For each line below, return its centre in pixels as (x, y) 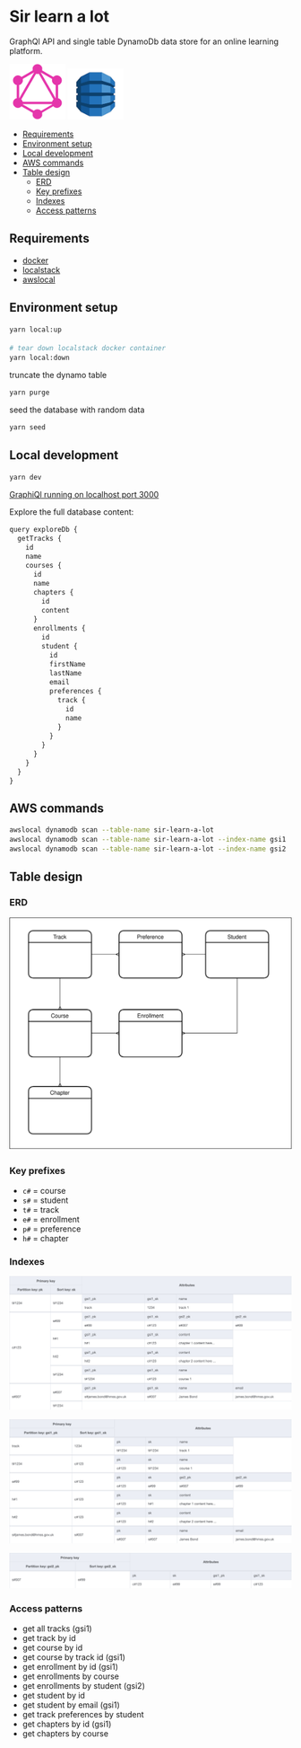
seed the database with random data (77, 410)
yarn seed (28, 427)
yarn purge (30, 393)
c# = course (44, 1190)
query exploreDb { (43, 529)
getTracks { (40, 538)
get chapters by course (65, 1733)
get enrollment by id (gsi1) (70, 1666)
